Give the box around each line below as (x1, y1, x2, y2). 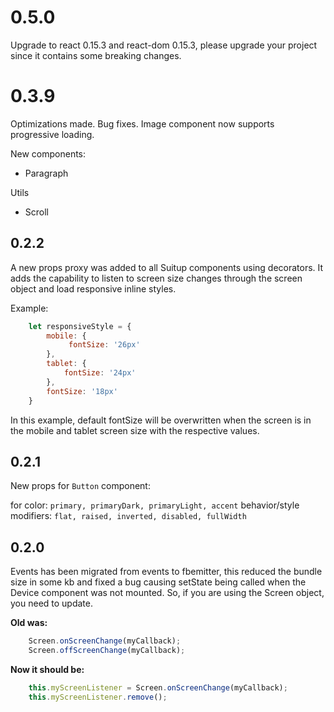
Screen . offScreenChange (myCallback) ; (28, 646, 186, 656)
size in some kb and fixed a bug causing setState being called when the (10, 576, 307, 588)
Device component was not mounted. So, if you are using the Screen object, (10, 587, 325, 599)
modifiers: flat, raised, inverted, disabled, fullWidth (10, 510, 247, 522)
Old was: (10, 617, 48, 629)
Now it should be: (10, 663, 85, 675)
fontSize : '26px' (68, 340, 141, 350)
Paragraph (24, 167, 69, 179)
